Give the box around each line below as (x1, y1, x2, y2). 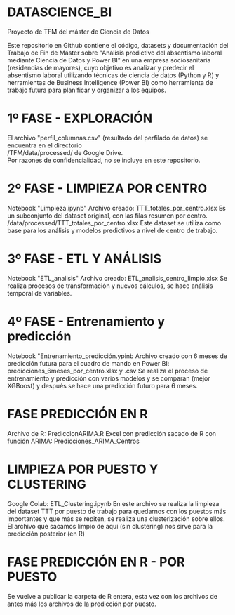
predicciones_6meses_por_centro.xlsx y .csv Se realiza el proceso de (7, 366, 208, 375)
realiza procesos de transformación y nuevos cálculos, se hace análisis (7, 282, 213, 290)
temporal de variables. (7, 289, 72, 297)
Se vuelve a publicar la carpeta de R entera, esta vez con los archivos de (7, 592, 217, 600)
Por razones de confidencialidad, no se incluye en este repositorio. (7, 156, 201, 164)
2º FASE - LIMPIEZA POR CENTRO (7, 180, 208, 197)
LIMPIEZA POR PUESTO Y (7, 461, 159, 477)
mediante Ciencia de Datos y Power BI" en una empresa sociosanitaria (7, 55, 211, 64)
